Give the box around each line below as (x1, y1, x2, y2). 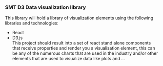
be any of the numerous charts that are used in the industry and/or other (12, 50, 159, 56)
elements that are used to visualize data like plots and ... (12, 56, 125, 62)
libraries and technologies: (5, 20, 59, 26)
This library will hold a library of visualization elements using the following (5, 15, 154, 21)
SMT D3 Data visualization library (5, 4, 86, 11)
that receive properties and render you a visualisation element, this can (12, 45, 155, 51)
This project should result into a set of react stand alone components (12, 40, 151, 46)
